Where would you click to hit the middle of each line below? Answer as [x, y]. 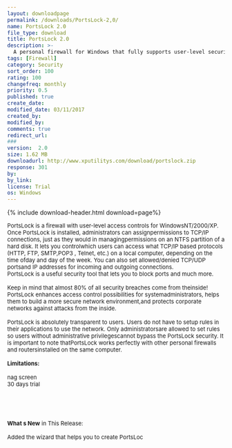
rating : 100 [24, 78]
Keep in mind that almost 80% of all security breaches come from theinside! [108, 288]
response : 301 [28, 167]
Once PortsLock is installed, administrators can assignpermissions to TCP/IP [108, 233]
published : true [30, 97]
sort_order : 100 [30, 71]
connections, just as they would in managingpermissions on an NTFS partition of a [116, 240]
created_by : [24, 116]
